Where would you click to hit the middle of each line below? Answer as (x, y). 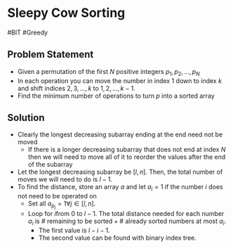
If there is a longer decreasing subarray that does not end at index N (127, 150)
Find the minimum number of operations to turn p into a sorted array (116, 96)
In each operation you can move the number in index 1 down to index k (120, 81)
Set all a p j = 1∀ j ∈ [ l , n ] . (62, 205)
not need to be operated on (57, 196)
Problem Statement (51, 55)
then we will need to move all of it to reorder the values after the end (127, 157)
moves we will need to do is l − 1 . (65, 179)
